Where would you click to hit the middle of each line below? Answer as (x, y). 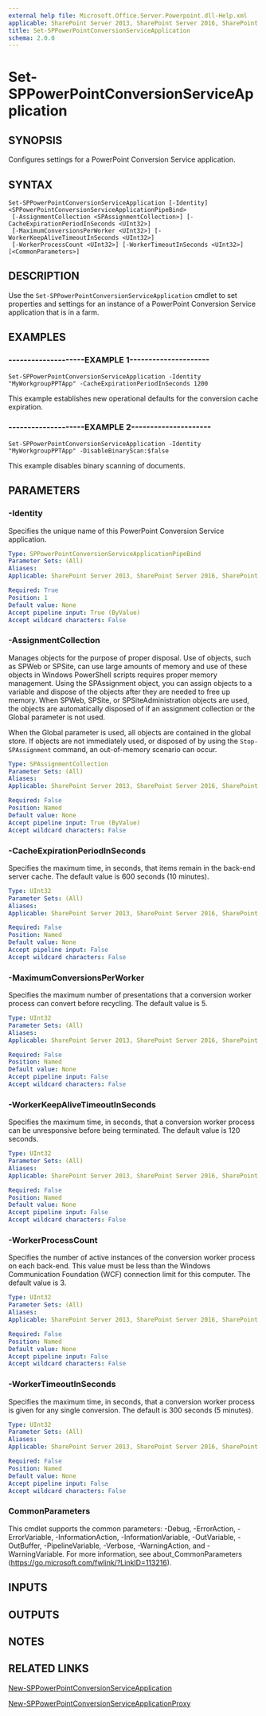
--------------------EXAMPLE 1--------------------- (109, 360)
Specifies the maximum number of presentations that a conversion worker (130, 995)
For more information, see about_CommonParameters (155, 1553)
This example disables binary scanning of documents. (97, 465)
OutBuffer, (25, 1546)
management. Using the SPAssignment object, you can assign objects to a (130, 683)
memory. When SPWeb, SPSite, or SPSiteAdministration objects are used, (129, 700)
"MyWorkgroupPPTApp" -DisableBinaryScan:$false (89, 451)
